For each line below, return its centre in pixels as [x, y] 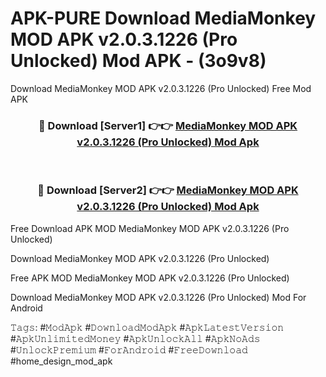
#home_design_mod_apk [61, 361]
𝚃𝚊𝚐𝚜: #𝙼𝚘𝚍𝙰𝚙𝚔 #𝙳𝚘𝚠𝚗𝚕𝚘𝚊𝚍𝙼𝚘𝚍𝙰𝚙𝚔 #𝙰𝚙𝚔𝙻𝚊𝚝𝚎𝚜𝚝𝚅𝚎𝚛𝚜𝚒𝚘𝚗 [147, 327]
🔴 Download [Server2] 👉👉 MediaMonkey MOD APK [168, 190]
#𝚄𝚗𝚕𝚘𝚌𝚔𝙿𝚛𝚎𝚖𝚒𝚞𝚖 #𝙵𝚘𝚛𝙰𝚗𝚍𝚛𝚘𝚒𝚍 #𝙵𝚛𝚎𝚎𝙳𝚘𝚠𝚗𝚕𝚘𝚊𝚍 [129, 349]
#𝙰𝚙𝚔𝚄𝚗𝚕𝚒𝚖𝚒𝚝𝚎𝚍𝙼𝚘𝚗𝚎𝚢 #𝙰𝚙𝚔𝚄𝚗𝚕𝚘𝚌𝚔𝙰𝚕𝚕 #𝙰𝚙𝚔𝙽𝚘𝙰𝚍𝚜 [135, 338]
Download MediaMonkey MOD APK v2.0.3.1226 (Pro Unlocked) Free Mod [161, 88]
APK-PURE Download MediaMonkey [163, 18]
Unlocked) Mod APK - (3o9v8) [138, 61]
